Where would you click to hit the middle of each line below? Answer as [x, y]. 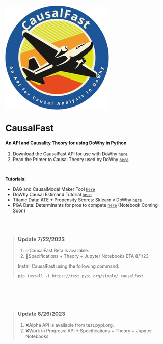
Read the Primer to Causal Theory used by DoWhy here [71, 160]
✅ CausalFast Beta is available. [57, 250]
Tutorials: [16, 179]
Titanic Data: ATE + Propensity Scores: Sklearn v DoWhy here [77, 200]
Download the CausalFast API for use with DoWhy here [70, 154]
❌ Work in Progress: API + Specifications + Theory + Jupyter [89, 330]
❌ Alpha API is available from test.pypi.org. [70, 325]
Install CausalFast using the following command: [69, 266]
